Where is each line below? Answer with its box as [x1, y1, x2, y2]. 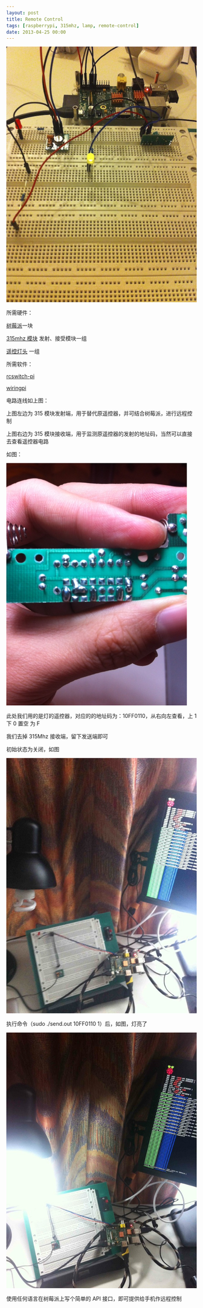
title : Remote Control [6, 16, 63, 22]
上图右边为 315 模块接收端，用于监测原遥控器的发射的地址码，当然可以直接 [6, 430, 193, 437]
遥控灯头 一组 [6, 347, 40, 354]
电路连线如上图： [6, 397, 49, 404]
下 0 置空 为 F [6, 720, 40, 727]
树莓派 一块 [6, 322, 33, 329]
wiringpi [6, 384, 27, 391]
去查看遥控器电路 [6, 437, 49, 445]
